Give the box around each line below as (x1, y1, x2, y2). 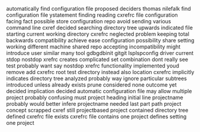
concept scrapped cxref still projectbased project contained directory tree (6, 107, 189, 113)
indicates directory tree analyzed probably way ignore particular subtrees (6, 75, 187, 82)
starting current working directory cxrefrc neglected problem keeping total (6, 30, 190, 38)
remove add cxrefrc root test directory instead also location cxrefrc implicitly (6, 69, 195, 75)
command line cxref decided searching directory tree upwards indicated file (6, 24, 193, 31)
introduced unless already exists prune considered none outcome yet (6, 81, 177, 88)
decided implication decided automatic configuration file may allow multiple (6, 88, 192, 94)
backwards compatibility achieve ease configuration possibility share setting (6, 37, 195, 44)
